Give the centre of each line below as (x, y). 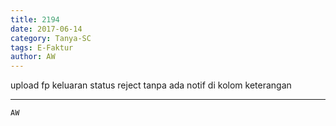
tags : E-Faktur (42, 47)
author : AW (33, 57)
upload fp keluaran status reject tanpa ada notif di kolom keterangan (151, 85)
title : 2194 (35, 19)
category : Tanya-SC (51, 38)
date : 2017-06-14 (46, 29)
